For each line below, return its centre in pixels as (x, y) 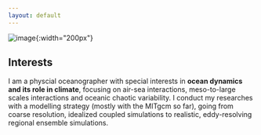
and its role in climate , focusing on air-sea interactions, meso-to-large (122, 89)
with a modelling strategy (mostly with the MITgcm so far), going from (121, 106)
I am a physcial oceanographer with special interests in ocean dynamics (125, 81)
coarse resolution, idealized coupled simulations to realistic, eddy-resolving (130, 115)
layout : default (34, 15)
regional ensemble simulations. (58, 123)
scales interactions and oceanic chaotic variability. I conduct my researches (130, 98)
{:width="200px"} (65, 38)
